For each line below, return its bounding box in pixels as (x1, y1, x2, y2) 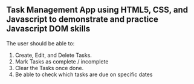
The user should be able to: (6, 39, 75, 47)
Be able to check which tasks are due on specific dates (15, 71, 153, 78)
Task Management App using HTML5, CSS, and (6, 5, 189, 15)
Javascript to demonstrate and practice (6, 15, 158, 25)
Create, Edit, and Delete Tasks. (15, 51, 92, 59)
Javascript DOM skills (6, 24, 91, 34)
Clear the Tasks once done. (15, 64, 84, 71)
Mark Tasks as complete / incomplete (15, 57, 109, 65)
